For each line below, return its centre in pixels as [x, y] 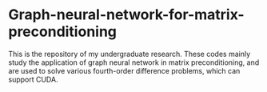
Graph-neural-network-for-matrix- [127, 15]
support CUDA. [33, 79]
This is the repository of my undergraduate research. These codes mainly [130, 54]
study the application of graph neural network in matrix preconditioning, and [134, 62]
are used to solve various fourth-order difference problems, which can [124, 70]
